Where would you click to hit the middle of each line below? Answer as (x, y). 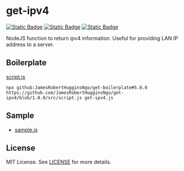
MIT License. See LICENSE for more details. (59, 162)
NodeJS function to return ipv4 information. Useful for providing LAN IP (92, 38)
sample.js (26, 130)
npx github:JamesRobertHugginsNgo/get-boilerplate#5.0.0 (77, 88)
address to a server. (30, 44)
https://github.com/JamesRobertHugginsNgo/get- (65, 93)
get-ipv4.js (99, 97)
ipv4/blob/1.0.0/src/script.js (44, 97)
